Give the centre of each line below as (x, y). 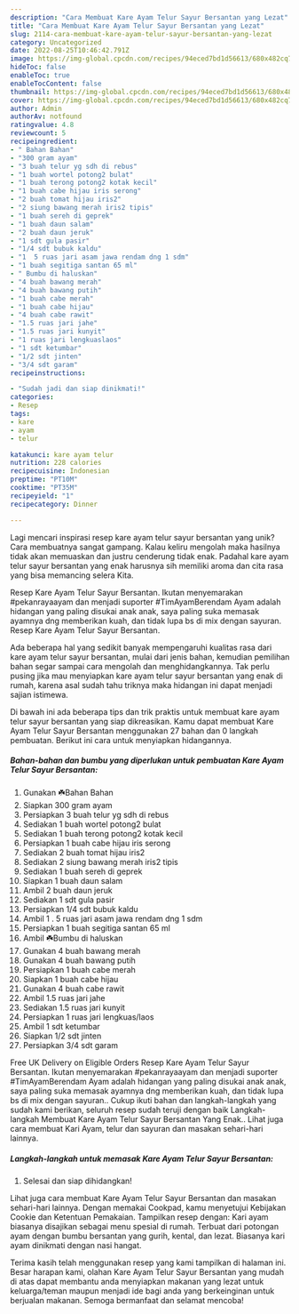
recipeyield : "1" (42, 496)
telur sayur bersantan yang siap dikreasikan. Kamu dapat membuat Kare (142, 721)
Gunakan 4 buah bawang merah (82, 951)
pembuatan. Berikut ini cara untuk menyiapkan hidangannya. (121, 740)
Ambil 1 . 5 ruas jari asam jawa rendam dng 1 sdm (113, 919)
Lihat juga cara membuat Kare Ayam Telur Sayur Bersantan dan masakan (143, 1198)
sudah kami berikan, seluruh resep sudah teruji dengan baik (119, 1110)
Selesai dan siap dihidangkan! (77, 1181)
